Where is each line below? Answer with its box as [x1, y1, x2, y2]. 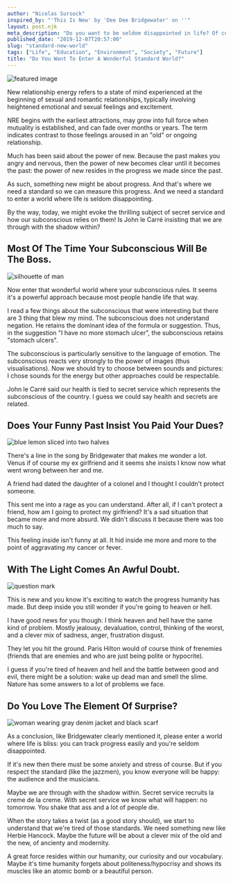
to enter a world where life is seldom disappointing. [7, 194, 154, 203]
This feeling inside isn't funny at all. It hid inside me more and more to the [7, 536, 217, 545]
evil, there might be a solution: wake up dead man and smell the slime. [7, 672, 208, 681]
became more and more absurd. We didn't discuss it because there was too [7, 515, 224, 524]
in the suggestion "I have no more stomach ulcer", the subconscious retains [7, 328, 224, 337]
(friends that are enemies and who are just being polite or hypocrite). [7, 652, 204, 660]
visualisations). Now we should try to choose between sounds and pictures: [7, 364, 224, 372]
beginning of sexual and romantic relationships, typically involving [7, 95, 196, 103]
